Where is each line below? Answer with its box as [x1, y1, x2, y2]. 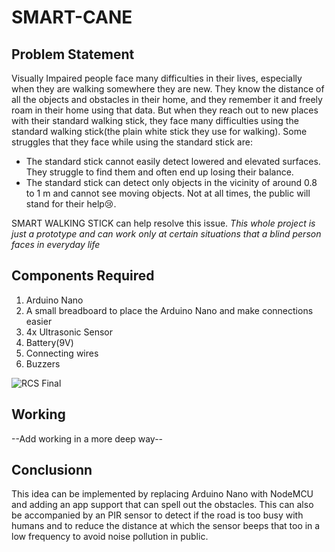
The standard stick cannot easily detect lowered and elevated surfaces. [25, 156, 321, 167]
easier [25, 315, 53, 327]
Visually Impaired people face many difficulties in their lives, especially [11, 72, 303, 84]
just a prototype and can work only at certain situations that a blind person [11, 228, 322, 240]
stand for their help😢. [25, 198, 117, 210]
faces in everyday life [11, 239, 101, 250]
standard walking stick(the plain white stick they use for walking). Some [11, 126, 308, 137]
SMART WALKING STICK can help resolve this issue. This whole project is [11, 217, 316, 229]
